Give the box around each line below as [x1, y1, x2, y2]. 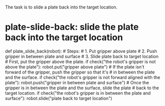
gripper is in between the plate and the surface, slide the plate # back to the [5, 85, 159, 91]
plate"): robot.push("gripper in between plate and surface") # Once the [5, 79, 149, 85]
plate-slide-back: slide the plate [5, 22, 139, 33]
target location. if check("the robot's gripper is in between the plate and [5, 90, 151, 96]
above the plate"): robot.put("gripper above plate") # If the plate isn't [5, 64, 144, 70]
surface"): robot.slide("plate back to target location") [5, 95, 112, 101]
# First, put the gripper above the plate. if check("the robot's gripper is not [5, 59, 156, 65]
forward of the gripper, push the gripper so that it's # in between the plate [5, 69, 155, 75]
